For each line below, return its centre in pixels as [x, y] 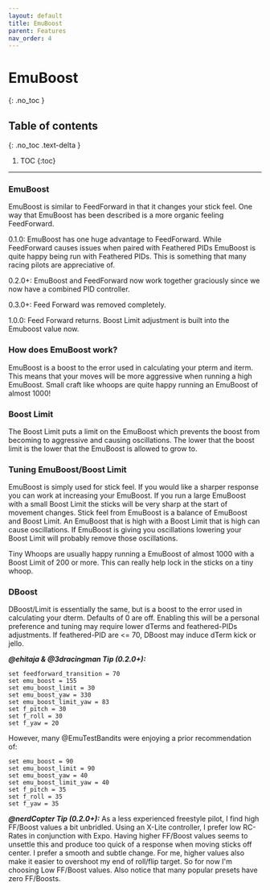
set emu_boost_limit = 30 [51, 688]
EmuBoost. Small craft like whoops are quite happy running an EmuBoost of [133, 384]
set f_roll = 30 [35, 716]
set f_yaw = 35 [34, 804]
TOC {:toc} [38, 161]
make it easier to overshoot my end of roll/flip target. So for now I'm [121, 862]
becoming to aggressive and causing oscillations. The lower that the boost [131, 440]
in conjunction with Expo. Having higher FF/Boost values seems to [138, 836]
